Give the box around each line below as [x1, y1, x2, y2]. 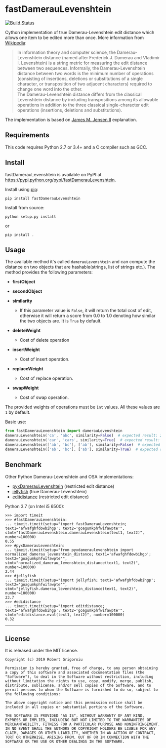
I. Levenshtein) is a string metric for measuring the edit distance [17, 60, 148, 66]
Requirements [5, 131, 49, 139]
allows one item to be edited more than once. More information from [5, 35, 144, 40]
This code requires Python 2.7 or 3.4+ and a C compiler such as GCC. [5, 144, 147, 150]
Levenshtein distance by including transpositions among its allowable [17, 96, 159, 102]
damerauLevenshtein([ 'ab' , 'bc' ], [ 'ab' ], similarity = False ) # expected [5, 442, 161, 447]
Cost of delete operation [19, 337, 70, 343]
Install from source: [5, 204, 44, 210]
